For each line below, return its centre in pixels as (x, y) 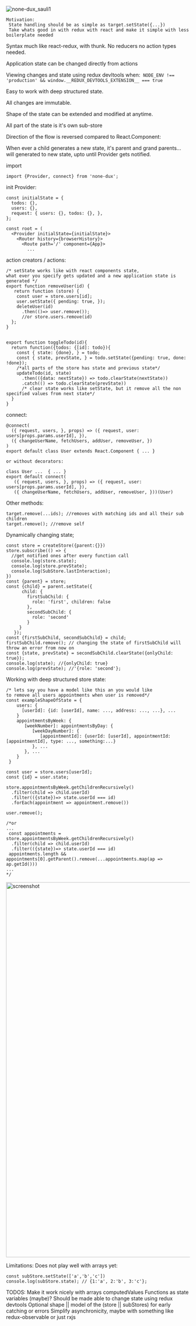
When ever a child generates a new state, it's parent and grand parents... (94, 148)
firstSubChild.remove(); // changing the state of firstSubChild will (94, 643)
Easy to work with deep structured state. (55, 91)
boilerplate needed (30, 35)
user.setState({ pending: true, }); (61, 301)
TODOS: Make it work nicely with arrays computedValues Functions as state (97, 1292)
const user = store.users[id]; (55, 296)
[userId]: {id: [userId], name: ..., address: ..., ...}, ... (99, 711)
